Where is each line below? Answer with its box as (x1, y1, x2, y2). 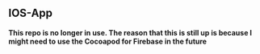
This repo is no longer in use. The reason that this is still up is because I (8, 27, 253, 37)
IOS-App (8, 6, 53, 20)
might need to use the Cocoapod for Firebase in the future (8, 36, 208, 46)
